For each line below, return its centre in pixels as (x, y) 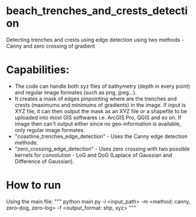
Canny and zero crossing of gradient (51, 46)
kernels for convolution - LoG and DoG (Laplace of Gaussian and (93, 155)
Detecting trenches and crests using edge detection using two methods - (95, 40)
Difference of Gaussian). (44, 161)
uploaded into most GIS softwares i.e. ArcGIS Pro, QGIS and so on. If (98, 117)
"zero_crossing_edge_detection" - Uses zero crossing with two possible (102, 149)
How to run (34, 185)
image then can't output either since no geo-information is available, (98, 124)
